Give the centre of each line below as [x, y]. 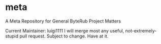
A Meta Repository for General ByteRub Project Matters [63, 21]
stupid [12, 36]
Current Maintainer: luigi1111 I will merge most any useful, [65, 30]
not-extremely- [141, 30]
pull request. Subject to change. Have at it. [64, 36]
